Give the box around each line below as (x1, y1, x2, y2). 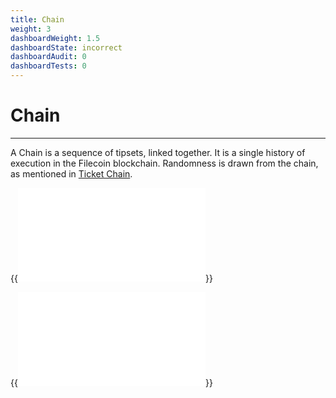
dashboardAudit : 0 (10, 52, 87, 62)
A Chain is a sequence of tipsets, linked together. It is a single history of (10, 146, 306, 158)
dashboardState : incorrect (10, 42, 123, 53)
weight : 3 (10, 24, 52, 34)
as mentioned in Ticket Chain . (10, 167, 133, 180)
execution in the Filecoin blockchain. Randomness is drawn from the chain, (10, 157, 319, 169)
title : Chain (10, 14, 65, 25)
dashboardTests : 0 (10, 61, 87, 71)
